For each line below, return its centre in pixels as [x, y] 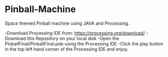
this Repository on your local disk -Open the [73, 38]
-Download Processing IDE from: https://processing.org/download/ [75, 33]
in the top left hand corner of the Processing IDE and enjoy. [67, 49]
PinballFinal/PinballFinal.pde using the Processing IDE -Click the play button [84, 43]
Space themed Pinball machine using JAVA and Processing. [67, 23]
